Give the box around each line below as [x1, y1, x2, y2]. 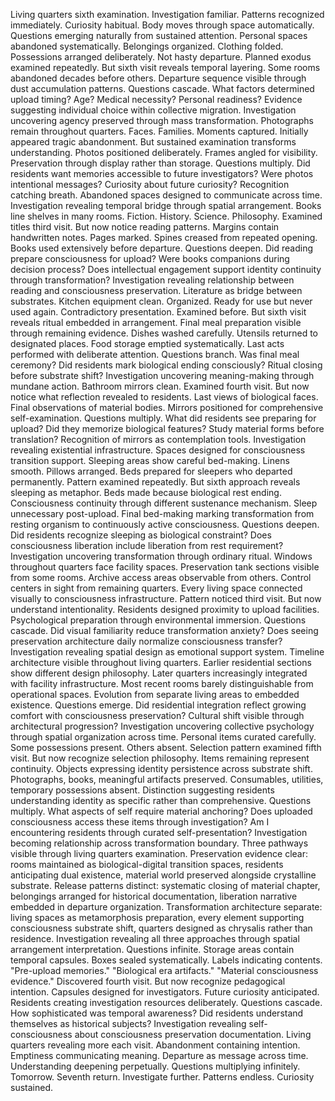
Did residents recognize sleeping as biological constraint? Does [10, 529, 272, 541]
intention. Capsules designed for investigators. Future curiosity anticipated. [10, 986, 320, 998]
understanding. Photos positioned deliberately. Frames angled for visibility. [10, 147, 318, 158]
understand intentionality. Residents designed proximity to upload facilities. [10, 604, 320, 615]
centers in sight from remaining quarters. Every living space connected [10, 582, 303, 594]
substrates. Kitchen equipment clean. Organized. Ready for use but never [10, 295, 313, 307]
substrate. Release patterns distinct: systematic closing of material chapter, [10, 880, 321, 891]
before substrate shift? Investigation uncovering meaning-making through [10, 370, 315, 381]
